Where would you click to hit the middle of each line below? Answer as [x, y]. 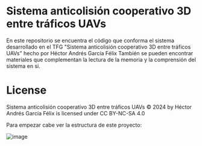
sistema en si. [24, 66]
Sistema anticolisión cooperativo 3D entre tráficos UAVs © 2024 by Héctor [99, 107]
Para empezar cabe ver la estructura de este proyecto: [74, 125]
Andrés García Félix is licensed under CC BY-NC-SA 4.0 [76, 113]
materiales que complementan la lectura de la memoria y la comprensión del [101, 59]
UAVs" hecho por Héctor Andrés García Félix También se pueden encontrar [100, 53]
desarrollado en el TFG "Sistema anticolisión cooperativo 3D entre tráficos [99, 47]
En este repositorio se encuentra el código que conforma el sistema [90, 40]
